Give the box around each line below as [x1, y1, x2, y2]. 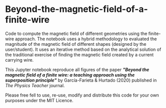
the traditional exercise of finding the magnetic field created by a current [5, 51, 154, 58]
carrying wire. [5, 57, 34, 63]
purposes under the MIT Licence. [5, 97, 74, 103]
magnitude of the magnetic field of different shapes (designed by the [5, 41, 147, 47]
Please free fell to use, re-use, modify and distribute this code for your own [5, 92, 159, 98]
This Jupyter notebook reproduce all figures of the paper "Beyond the [5, 66, 150, 73]
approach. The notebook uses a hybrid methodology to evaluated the [14, 36, 157, 42]
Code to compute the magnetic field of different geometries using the [5, 30, 148, 36]
